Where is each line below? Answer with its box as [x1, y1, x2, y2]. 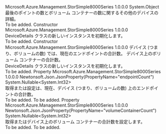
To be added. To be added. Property [5, 97, 80, 103]
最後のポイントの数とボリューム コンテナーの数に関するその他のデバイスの [5, 10, 159, 15]
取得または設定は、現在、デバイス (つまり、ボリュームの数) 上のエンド [5, 85, 150, 91]
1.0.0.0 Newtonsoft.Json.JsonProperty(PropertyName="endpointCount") [5, 74, 154, 80]
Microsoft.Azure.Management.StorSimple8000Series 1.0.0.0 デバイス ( [5, 44, 150, 50]
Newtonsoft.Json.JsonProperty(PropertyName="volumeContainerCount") [5, 108, 157, 113]
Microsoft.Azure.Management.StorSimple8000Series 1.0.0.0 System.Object [5, 4, 160, 9]
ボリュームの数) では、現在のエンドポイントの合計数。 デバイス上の [13, 51, 153, 56]
